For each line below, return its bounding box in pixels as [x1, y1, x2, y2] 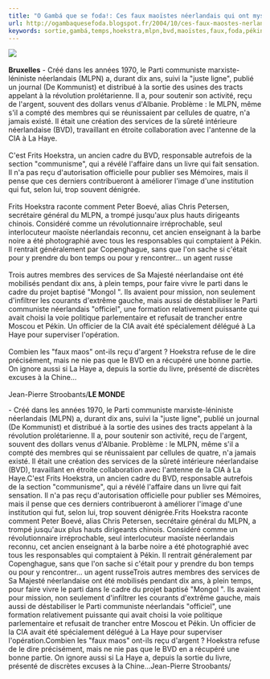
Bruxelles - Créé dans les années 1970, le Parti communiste [8, 65, 207, 75]
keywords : [8, 27, 42, 35]
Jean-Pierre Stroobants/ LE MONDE [8, 390, 125, 399]
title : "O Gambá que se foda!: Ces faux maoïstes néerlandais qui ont [8, 11, 250, 20]
